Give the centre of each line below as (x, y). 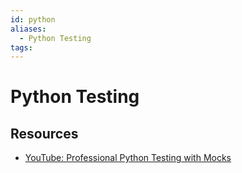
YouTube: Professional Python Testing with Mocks (128, 158)
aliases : (28, 29)
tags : (21, 47)
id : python (33, 19)
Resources (44, 133)
